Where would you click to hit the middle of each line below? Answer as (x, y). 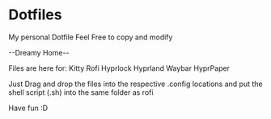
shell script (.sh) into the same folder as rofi (81, 92)
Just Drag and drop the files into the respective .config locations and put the (135, 84)
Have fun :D (28, 108)
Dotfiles (35, 15)
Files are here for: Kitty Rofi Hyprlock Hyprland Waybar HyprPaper (119, 68)
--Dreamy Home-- (39, 52)
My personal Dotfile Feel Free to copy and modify (91, 37)
